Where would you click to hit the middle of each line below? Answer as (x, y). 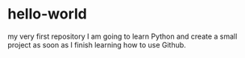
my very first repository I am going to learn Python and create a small (122, 36)
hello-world (48, 14)
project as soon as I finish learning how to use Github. (97, 44)
